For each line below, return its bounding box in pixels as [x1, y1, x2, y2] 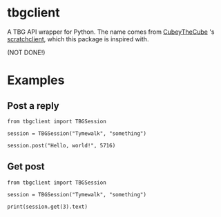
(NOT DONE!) [7, 48, 46, 56]
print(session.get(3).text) [7, 203, 88, 210]
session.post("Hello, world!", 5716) [7, 142, 116, 149]
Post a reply [7, 100, 60, 112]
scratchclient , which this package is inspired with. [7, 34, 149, 43]
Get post [7, 161, 45, 173]
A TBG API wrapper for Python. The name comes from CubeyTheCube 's [7, 28, 215, 36]
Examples [7, 72, 65, 88]
